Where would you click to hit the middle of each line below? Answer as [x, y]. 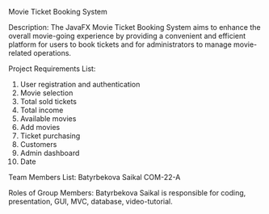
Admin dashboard [50, 153]
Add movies [40, 127]
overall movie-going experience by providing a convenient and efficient [127, 36]
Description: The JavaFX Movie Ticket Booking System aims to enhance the [134, 27]
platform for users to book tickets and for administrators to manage [120, 44]
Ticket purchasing [50, 136]
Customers [38, 144]
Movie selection [46, 93]
